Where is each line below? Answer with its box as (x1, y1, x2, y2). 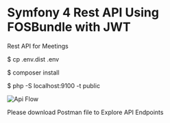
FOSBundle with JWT (7, 19, 132, 35)
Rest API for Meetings (7, 42, 69, 50)
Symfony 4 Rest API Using (7, 5, 160, 20)
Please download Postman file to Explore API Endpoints (7, 108, 164, 116)
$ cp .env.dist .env (7, 55, 60, 63)
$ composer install (7, 68, 60, 77)
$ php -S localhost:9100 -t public (7, 81, 101, 90)
